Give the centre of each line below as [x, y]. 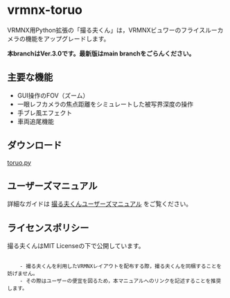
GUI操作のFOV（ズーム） [53, 95]
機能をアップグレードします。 [68, 38]
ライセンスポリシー [48, 228]
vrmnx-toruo [45, 10]
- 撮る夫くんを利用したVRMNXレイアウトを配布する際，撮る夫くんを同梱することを [121, 266]
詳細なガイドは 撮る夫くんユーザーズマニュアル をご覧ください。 [100, 204]
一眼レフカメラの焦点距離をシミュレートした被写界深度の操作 [105, 104]
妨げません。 [23, 274]
